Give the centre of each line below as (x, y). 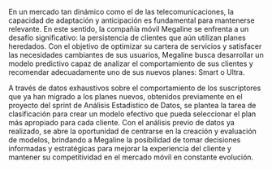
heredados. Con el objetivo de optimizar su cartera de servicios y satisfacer (135, 46)
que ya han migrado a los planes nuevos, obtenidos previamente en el (125, 96)
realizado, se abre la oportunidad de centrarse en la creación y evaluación (133, 131)
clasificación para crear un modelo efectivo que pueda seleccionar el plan (132, 114)
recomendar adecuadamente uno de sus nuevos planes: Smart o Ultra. (127, 72)
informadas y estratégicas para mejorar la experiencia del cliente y (120, 148)
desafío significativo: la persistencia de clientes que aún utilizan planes (127, 37)
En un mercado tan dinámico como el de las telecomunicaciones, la (121, 12)
